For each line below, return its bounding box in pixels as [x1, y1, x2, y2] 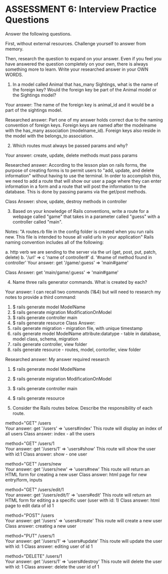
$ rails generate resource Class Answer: [12, 320, 96, 326]
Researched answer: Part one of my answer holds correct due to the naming [5, 117, 163, 123]
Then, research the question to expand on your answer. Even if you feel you [5, 55, 162, 61]
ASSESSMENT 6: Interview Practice [5, 4, 157, 15]
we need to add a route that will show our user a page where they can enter [5, 178, 162, 184]
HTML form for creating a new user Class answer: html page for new [5, 471, 147, 478]
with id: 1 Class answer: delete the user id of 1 [5, 563, 99, 569]
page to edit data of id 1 [5, 502, 54, 508]
